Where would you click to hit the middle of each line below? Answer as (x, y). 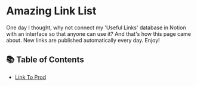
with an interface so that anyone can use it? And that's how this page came (99, 33)
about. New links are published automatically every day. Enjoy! (83, 40)
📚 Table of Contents (45, 60)
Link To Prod (30, 77)
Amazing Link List (51, 11)
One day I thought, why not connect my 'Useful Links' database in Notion (96, 27)
